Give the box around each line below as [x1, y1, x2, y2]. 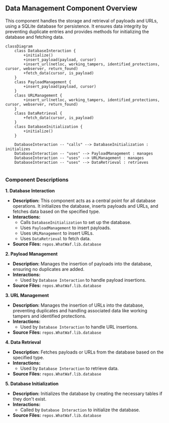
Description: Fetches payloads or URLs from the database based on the [12, 349, 164, 355]
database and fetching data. [5, 34, 64, 40]
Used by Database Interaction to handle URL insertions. [20, 324, 139, 330]
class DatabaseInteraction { [14, 48, 76, 53]
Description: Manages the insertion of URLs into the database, [12, 302, 145, 308]
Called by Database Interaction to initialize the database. [20, 407, 141, 413]
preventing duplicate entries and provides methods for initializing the [5, 28, 149, 35]
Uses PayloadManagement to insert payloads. [20, 225, 111, 231]
